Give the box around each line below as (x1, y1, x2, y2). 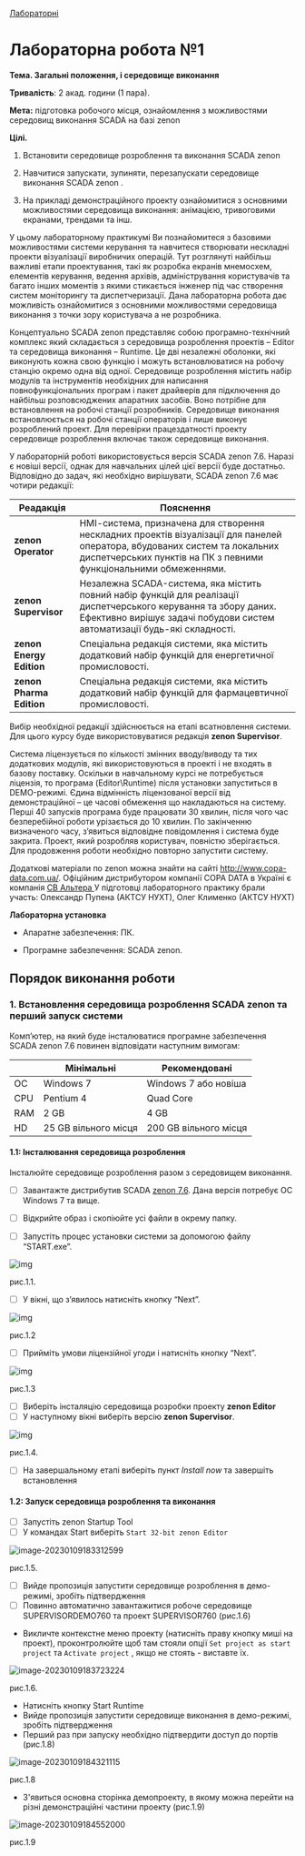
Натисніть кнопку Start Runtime (22, 1699, 144, 1710)
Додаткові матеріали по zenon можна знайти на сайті (9, 862, 219, 873)
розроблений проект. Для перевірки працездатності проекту (9, 423, 248, 434)
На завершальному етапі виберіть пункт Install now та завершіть (22, 1465, 274, 1476)
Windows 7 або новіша (146, 1077, 247, 1090)
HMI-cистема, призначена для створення (79, 516, 265, 529)
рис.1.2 (9, 1330, 36, 1341)
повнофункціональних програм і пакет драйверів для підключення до (9, 384, 280, 395)
